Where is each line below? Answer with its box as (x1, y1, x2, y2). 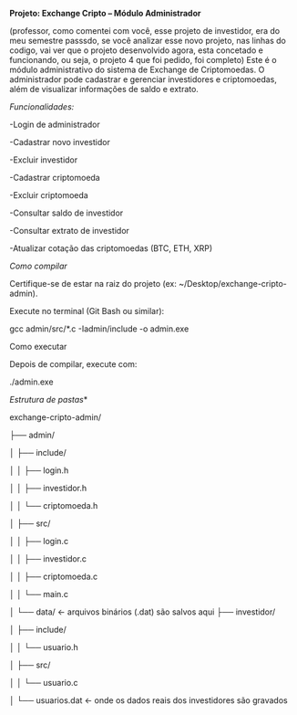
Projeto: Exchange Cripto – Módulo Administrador (9, 8, 201, 18)
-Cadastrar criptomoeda (9, 173, 100, 183)
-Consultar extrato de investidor (9, 226, 130, 236)
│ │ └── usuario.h (9, 642, 79, 652)
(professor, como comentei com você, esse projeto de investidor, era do (9, 26, 281, 36)
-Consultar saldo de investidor (9, 207, 124, 218)
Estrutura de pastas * (9, 394, 88, 405)
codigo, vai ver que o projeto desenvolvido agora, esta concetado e (9, 45, 264, 56)
